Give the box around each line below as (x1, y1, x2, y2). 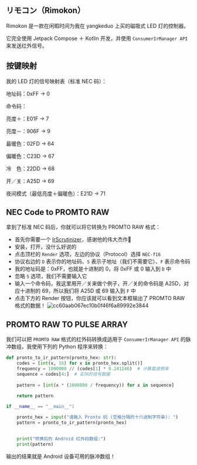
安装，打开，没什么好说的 (14, 243, 77, 251)
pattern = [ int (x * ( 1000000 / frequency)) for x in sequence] (16, 382, 175, 388)
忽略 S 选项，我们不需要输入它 (14, 272, 87, 280)
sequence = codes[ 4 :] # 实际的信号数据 (16, 371, 110, 377)
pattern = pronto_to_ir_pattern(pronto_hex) (16, 420, 127, 426)
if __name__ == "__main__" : (6, 404, 75, 410)
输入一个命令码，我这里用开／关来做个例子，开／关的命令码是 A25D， (14, 280, 184, 287)
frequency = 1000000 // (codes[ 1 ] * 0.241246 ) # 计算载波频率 (16, 366, 169, 372)
